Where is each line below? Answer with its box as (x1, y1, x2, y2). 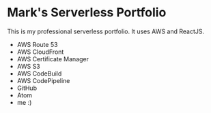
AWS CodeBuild (16, 69, 62, 78)
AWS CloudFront (16, 48, 64, 56)
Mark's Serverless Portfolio (7, 5, 167, 20)
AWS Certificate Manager (16, 54, 89, 63)
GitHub (16, 84, 38, 92)
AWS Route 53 (16, 40, 58, 48)
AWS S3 (16, 62, 41, 70)
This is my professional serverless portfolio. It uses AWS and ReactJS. (7, 27, 205, 35)
